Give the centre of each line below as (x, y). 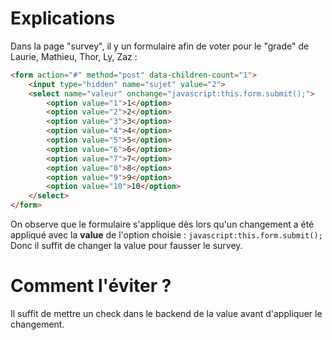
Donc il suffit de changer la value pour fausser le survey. (126, 246)
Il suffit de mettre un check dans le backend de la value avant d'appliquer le (166, 313)
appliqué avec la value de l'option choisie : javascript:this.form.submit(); (166, 235)
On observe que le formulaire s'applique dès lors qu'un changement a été (162, 224)
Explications (63, 18)
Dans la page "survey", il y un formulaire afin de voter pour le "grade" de (160, 46)
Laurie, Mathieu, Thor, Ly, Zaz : (74, 56)
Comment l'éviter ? (91, 286)
